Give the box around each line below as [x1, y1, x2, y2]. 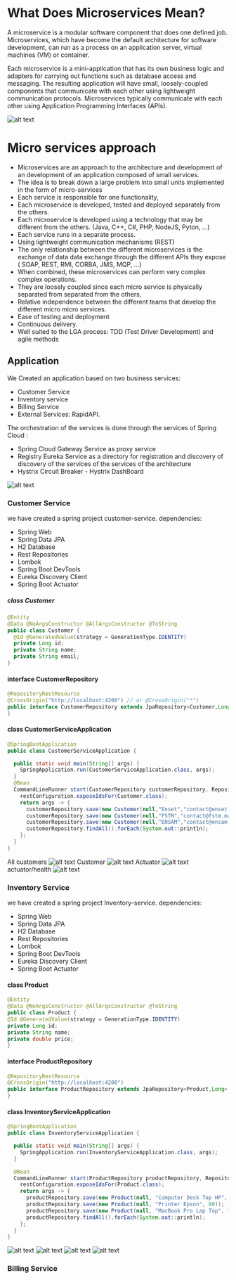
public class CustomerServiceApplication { [7, 747, 137, 754]
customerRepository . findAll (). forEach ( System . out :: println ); [25, 825, 209, 832]
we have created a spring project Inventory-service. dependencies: [7, 898, 202, 907]
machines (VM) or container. [7, 51, 90, 59]
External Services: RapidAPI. [17, 410, 100, 418]
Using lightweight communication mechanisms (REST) [17, 238, 175, 246]
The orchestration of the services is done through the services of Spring [7, 423, 217, 432]
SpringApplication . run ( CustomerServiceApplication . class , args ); [20, 766, 216, 774]
